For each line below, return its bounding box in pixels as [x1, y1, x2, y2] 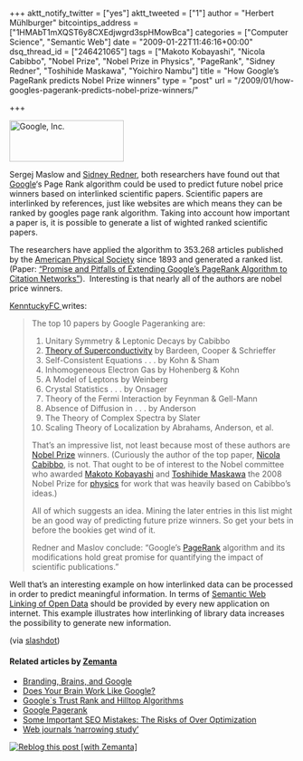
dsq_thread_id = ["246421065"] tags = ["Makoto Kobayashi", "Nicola [9, 46, 265, 57]
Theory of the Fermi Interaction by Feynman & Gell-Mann [44, 393, 258, 404]
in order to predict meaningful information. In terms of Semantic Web [9, 589, 267, 599]
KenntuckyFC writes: [9, 301, 88, 311]
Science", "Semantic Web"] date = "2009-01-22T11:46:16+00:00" [9, 36, 253, 47]
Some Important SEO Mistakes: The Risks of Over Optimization [22, 715, 257, 726]
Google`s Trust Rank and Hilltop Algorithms [22, 695, 184, 706]
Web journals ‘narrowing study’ [22, 724, 139, 735]
